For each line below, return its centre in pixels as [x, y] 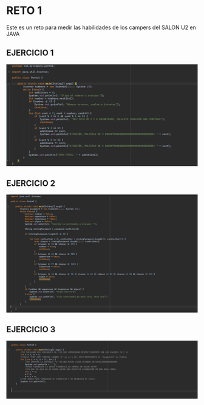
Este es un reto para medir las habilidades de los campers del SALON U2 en [101, 27]
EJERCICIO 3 [31, 329]
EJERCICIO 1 [30, 53]
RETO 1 [24, 11]
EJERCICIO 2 [31, 183]
